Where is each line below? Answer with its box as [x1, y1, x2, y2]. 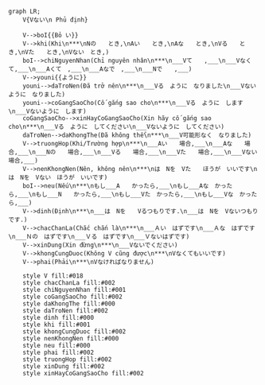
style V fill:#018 [22, 272, 84, 280]
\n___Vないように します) [8, 107, 87, 115]
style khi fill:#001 [22, 321, 91, 329]
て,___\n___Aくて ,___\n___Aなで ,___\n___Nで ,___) [8, 65, 193, 73]
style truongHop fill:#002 [22, 356, 112, 364]
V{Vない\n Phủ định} [22, 16, 88, 24]
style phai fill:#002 [22, 348, 94, 356]
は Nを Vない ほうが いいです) [8, 173, 108, 181]
